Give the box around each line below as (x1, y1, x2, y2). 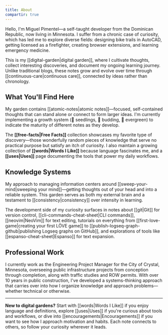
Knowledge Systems (5, 168, 71, 176)
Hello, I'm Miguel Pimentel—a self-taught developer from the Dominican (5, 26, 153, 32)
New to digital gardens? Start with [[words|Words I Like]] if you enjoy (5, 302, 149, 308)
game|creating (5, 223, 35, 229)
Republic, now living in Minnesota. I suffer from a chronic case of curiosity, (5, 31, 159, 37)
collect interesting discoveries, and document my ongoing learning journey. (5, 62, 161, 68)
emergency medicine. (5, 47, 50, 53)
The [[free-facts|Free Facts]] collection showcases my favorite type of (5, 132, 152, 138)
